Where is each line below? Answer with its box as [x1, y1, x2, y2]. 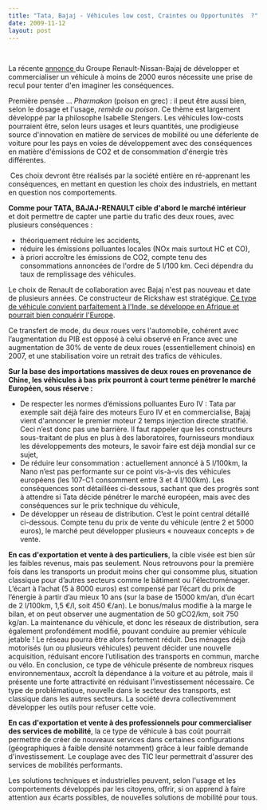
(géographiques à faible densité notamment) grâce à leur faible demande [8, 743, 249, 753]
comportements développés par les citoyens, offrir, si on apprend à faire [8, 784, 245, 794]
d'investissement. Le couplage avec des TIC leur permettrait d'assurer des [8, 752, 253, 761]
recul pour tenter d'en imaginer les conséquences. [8, 81, 174, 90]
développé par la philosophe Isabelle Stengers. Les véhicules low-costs [8, 113, 244, 123]
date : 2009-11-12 [8, 19, 66, 27]
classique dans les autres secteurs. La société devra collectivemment [8, 694, 237, 704]
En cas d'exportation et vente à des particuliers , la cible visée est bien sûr [8, 550, 256, 560]
